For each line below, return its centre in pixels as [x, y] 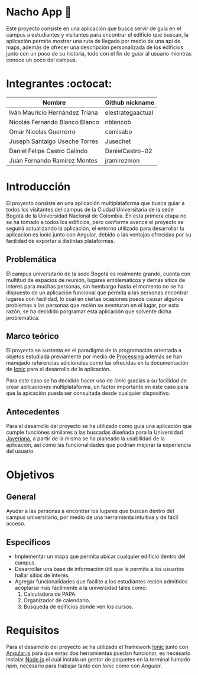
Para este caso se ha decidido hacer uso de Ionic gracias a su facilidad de [97, 381]
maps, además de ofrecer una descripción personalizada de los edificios [95, 47]
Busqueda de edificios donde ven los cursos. [79, 607]
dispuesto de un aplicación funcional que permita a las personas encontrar [97, 293]
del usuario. [21, 451]
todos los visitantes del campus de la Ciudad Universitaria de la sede [90, 209]
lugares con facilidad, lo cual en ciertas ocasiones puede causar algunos [95, 298]
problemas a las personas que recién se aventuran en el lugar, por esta [92, 305]
